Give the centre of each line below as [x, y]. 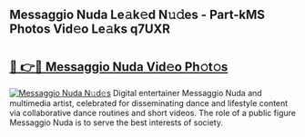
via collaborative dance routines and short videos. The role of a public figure [152, 113]
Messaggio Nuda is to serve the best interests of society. [116, 122]
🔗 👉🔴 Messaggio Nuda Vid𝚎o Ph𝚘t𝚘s [119, 67]
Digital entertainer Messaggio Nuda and [187, 93]
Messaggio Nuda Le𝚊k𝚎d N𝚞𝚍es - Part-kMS [137, 15]
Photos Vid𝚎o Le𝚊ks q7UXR [90, 29]
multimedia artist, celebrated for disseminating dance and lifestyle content [149, 103]
